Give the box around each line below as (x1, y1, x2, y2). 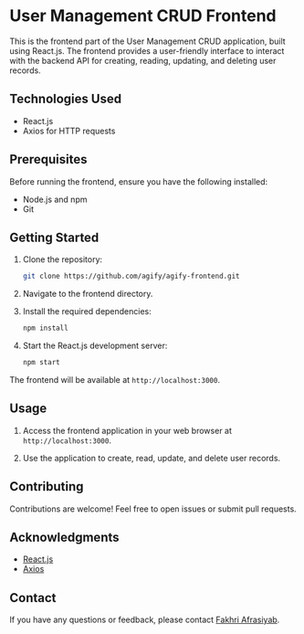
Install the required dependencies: (22, 306, 152, 317)
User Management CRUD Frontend (9, 5, 277, 26)
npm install (22, 323, 68, 333)
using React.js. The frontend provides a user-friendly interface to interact (9, 45, 285, 56)
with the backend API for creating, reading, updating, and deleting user (9, 55, 277, 66)
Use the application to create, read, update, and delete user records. (22, 452, 281, 463)
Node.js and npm (22, 194, 88, 205)
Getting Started (9, 229, 100, 245)
